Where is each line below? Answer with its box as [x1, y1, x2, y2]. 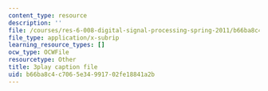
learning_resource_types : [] [8, 41, 105, 49]
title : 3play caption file [8, 63, 98, 71]
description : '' [8, 19, 62, 27]
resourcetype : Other [8, 56, 77, 64]
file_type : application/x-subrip [8, 33, 120, 42]
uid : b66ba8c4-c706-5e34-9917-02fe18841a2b [8, 70, 156, 78]
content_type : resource [8, 11, 88, 20]
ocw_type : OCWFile [8, 48, 69, 56]
